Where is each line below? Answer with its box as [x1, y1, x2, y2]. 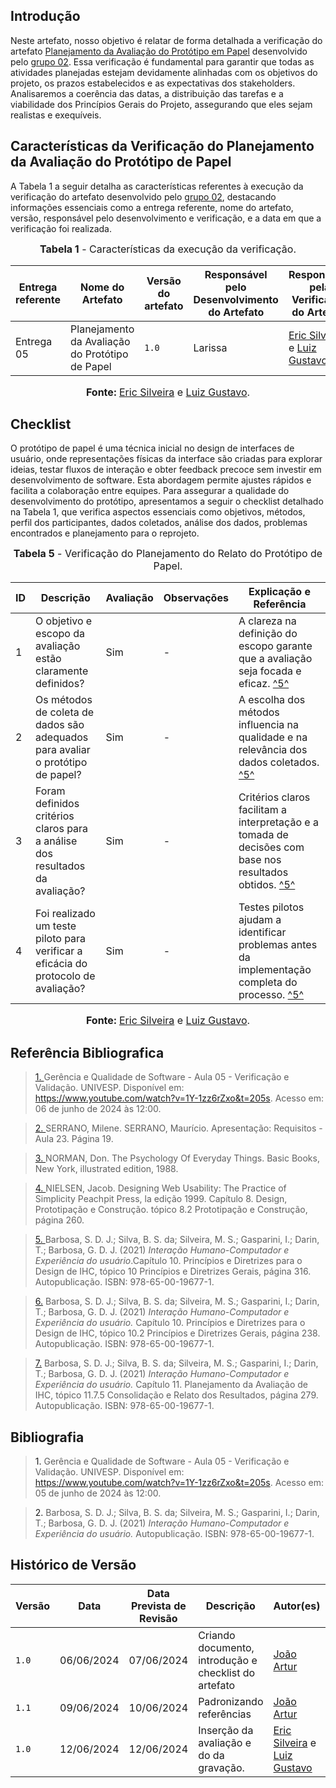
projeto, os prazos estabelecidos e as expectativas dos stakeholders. [10, 77, 296, 89]
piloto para [35, 932, 87, 946]
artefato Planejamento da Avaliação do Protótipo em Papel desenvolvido [10, 45, 308, 57]
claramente [35, 664, 89, 678]
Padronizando [198, 1694, 264, 1708]
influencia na [238, 718, 300, 732]
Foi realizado [35, 907, 96, 921]
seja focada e [238, 664, 302, 678]
